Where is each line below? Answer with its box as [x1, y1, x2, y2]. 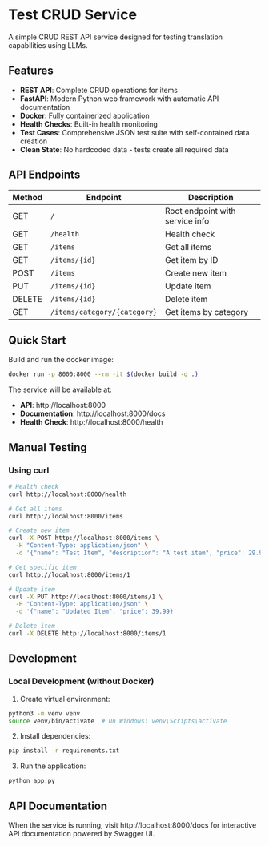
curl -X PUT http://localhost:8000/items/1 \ [8, 593, 163, 601]
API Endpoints [8, 168, 81, 182]
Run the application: [19, 761, 86, 771]
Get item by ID [165, 254, 219, 265]
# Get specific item [8, 563, 78, 571]
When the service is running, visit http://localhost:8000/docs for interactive [8, 820, 257, 830]
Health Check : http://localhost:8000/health [19, 417, 163, 427]
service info [165, 215, 210, 226]
